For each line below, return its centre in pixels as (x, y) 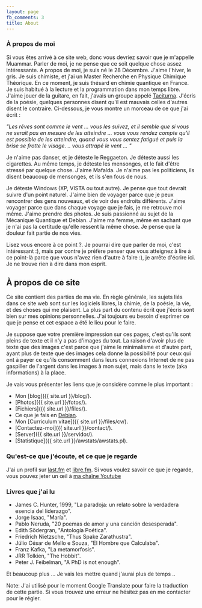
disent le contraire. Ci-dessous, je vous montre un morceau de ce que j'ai (97, 108)
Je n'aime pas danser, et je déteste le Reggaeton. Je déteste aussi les (93, 157)
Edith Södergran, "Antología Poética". (61, 530)
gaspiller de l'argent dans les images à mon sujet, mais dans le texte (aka (97, 366)
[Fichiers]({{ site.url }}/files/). (51, 409)
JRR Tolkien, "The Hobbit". (48, 556)
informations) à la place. (36, 373)
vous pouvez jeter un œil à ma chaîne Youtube (64, 476)
